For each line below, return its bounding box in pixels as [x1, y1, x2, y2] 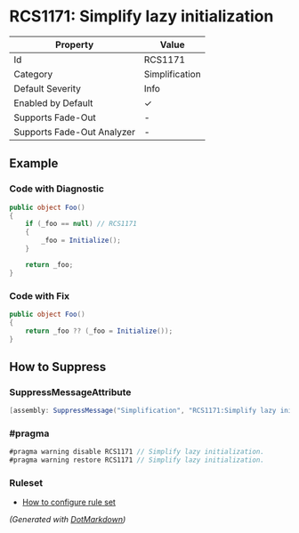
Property [54, 38, 94, 51]
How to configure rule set [21, 497, 116, 508]
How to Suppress [9, 359, 107, 375]
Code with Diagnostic [9, 182, 105, 195]
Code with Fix [9, 289, 70, 302]
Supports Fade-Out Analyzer [13, 125, 136, 138]
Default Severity [13, 82, 82, 94]
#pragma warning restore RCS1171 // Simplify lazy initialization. [9, 456, 265, 464]
